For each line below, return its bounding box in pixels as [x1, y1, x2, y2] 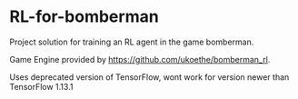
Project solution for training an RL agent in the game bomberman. [9, 36, 254, 47]
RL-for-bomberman [9, 6, 159, 27]
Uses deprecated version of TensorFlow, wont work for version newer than [9, 71, 290, 83]
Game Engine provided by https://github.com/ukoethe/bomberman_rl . [9, 54, 271, 64]
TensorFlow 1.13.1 [9, 81, 74, 92]
